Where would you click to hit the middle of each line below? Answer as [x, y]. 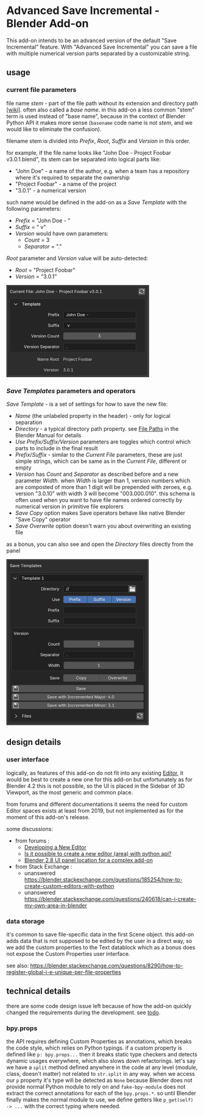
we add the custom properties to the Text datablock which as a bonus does [101, 947]
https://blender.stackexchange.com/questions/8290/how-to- [107, 966]
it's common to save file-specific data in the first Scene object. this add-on [100, 934]
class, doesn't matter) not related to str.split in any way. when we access [100, 1074]
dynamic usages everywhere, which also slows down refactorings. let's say [101, 1061]
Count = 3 [37, 240]
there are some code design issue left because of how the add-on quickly [99, 1006]
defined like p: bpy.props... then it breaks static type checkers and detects [102, 1054]
